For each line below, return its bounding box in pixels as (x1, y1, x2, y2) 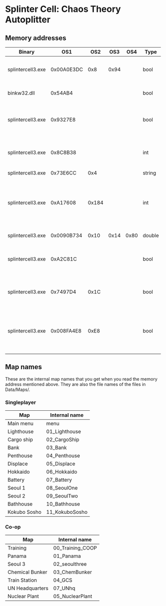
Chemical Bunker (7, 569, 47, 576)
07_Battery (46, 477, 72, 484)
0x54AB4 (50, 90, 73, 96)
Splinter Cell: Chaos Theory (5, 3, 121, 15)
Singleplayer (5, 399, 36, 406)
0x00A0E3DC (50, 66, 83, 73)
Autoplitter (5, 14, 51, 25)
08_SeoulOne (46, 485, 78, 492)
